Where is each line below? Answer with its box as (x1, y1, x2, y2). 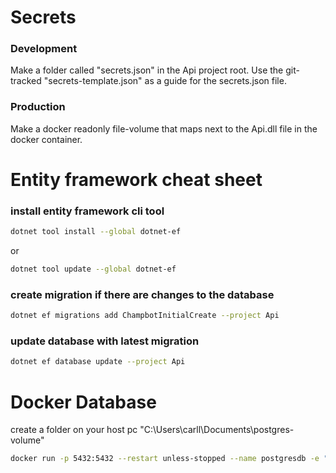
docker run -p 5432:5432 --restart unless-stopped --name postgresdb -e (10, 454, 320, 464)
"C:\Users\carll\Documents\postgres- (139, 424, 295, 436)
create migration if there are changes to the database (10, 287, 275, 301)
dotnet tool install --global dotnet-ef (10, 227, 182, 237)
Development (10, 42, 78, 56)
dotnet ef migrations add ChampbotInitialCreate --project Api (10, 311, 280, 321)
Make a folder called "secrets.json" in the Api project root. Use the (10, 64, 284, 76)
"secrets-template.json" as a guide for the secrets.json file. (43, 75, 287, 87)
